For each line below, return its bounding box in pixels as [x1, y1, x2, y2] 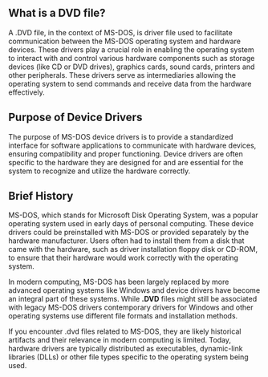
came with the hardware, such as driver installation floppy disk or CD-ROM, [8, 245, 258, 254]
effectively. [8, 87, 46, 97]
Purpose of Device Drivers [8, 111, 143, 124]
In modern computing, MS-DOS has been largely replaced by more [8, 277, 229, 287]
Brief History [8, 189, 74, 203]
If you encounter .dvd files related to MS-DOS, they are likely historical [8, 326, 242, 336]
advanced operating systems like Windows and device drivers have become [8, 286, 261, 295]
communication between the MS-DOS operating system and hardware [8, 36, 241, 46]
